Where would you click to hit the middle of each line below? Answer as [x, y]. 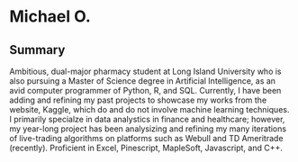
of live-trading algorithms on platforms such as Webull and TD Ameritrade [146, 138]
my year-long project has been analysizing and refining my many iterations [148, 129]
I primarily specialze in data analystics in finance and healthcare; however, [147, 119]
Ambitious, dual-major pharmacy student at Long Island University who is [145, 71]
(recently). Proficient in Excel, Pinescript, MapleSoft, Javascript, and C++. [146, 148]
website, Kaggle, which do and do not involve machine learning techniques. [149, 109]
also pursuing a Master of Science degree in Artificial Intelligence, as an [143, 81]
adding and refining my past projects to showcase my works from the [138, 100]
